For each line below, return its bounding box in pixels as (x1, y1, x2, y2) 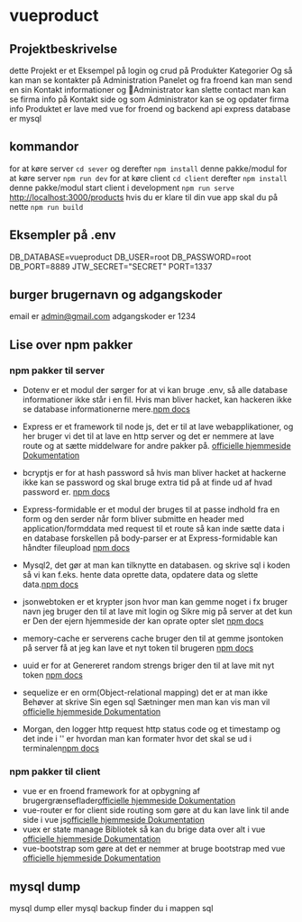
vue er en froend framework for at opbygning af (22, 786, 201, 797)
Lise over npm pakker (9, 337, 133, 352)
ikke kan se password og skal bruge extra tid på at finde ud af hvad (22, 477, 273, 488)
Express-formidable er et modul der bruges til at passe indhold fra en (22, 504, 280, 515)
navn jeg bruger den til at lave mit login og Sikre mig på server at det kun (22, 606, 293, 617)
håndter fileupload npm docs (22, 543, 131, 553)
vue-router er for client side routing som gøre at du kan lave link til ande (22, 805, 290, 816)
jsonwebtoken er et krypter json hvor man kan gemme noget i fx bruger (22, 597, 288, 607)
